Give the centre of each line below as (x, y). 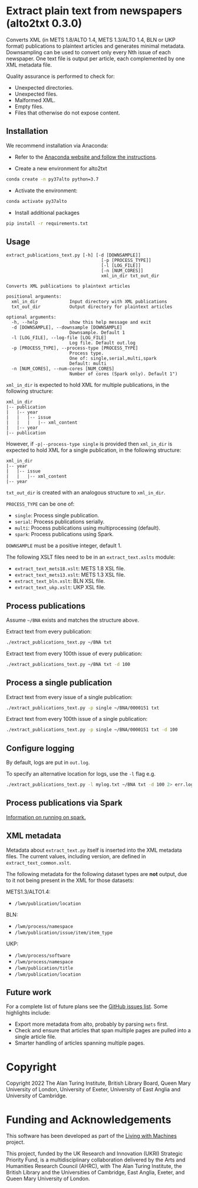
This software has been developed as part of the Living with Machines (91, 1136)
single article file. (35, 1037)
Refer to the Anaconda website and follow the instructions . (86, 157)
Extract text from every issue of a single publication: (69, 697)
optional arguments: (32, 317)
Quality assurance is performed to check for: (60, 76)
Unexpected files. (36, 94)
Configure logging (40, 748)
